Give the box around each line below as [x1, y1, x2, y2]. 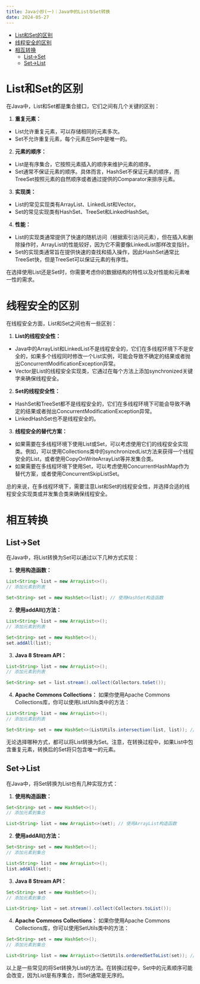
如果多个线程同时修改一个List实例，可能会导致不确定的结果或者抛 [30, 352, 191, 360]
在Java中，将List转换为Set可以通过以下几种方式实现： [6, 554, 139, 561]
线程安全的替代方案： [14, 428, 67, 435]
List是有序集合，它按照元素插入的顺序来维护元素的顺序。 [14, 161, 155, 168]
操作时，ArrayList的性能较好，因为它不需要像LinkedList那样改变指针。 [20, 241, 193, 248]
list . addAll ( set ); [6, 866, 52, 872]
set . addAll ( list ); [6, 640, 52, 646]
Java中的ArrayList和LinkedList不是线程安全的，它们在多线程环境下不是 [14, 345, 189, 352]
